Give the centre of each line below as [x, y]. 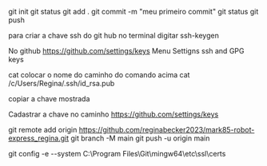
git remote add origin [43, 130]
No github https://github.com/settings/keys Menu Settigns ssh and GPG [126, 51]
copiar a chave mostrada [49, 99]
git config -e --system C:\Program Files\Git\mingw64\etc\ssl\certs [117, 154]
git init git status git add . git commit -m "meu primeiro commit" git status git [133, 12]
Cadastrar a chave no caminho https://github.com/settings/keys [114, 114]
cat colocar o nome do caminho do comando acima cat [99, 75]
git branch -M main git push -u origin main [140, 138]
